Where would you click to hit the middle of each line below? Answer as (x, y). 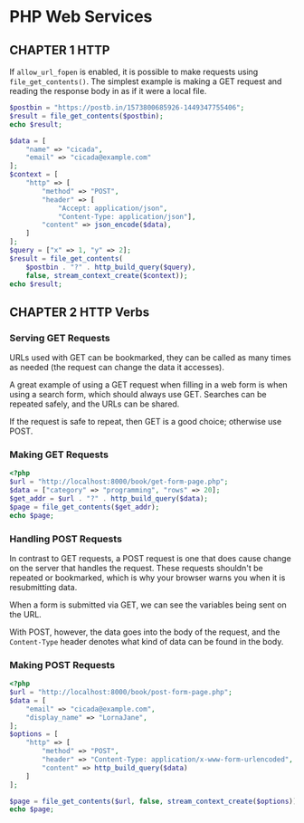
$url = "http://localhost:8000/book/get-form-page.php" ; (119, 482)
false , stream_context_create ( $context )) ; (107, 275)
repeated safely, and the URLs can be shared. (95, 404)
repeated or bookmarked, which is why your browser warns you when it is (147, 578)
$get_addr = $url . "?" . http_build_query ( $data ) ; (109, 498)
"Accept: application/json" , (113, 208)
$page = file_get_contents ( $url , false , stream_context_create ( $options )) (153, 801)
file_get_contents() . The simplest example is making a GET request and (146, 81)
